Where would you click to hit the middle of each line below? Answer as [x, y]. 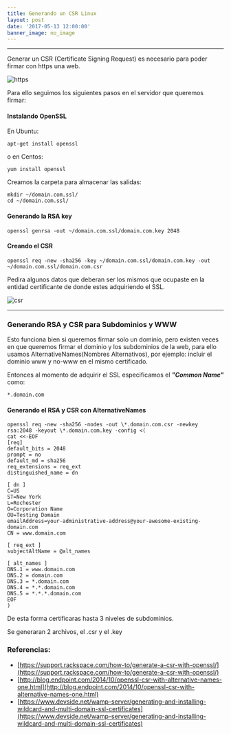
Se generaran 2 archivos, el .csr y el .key [65, 632]
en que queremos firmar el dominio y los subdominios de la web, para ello [112, 347]
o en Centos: [25, 157]
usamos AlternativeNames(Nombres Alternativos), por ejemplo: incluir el [110, 354]
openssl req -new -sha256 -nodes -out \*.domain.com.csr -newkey [102, 425]
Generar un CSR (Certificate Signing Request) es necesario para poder [107, 59]
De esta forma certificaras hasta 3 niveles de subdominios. [90, 619]
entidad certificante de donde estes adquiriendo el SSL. [86, 286]
